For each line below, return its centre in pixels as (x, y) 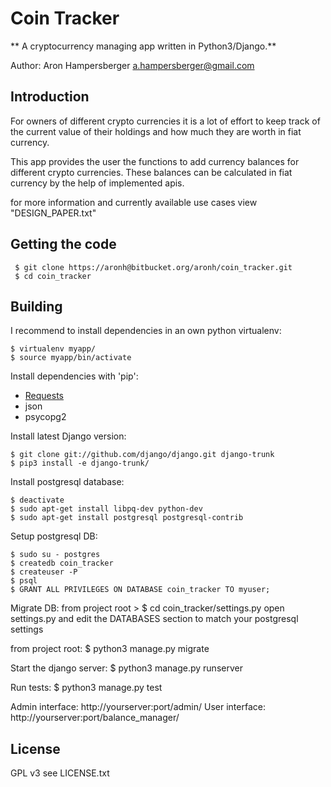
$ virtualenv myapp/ (53, 349)
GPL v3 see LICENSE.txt (60, 773)
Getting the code (63, 244)
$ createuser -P (44, 572)
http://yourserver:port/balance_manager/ (95, 718)
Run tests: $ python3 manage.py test (86, 688)
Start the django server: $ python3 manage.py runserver (126, 668)
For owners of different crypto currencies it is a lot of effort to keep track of (165, 121)
